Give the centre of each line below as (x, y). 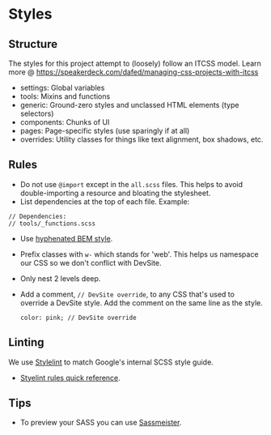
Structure (33, 44)
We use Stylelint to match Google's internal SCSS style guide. (111, 362)
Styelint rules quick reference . (70, 377)
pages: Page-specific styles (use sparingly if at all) (105, 131)
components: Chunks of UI (65, 122)
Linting (26, 342)
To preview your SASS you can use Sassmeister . (101, 423)
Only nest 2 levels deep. (60, 278)
